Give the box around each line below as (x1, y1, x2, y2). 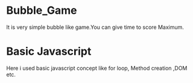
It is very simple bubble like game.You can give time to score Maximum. (6, 23, 184, 31)
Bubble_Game (6, 4, 77, 17)
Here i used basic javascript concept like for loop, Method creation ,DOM (6, 64, 188, 72)
